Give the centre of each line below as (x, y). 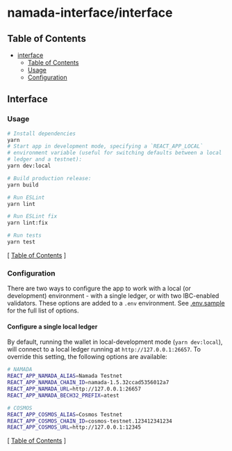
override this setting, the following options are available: (88, 357)
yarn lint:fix (28, 223)
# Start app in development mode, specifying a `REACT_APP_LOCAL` (105, 147)
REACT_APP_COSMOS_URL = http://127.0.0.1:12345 (74, 427)
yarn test (22, 242)
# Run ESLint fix (32, 216)
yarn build (23, 185)
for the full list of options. (43, 310)
